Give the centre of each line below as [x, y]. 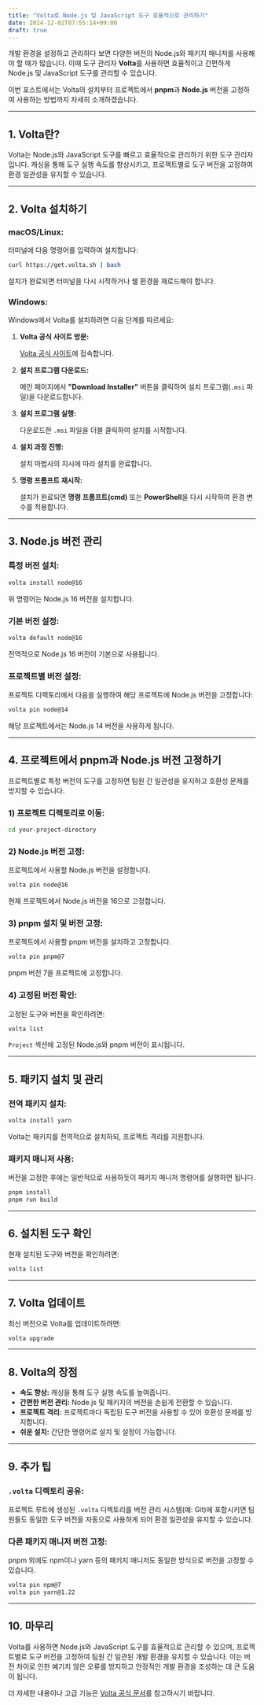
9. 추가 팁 [30, 1466]
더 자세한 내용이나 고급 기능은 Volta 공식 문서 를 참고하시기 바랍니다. [112, 1692]
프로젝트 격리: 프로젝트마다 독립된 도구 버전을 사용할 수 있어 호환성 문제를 [132, 1412]
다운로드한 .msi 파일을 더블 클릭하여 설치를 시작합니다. [103, 431]
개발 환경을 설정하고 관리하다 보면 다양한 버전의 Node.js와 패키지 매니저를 [121, 54]
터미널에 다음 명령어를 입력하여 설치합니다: [73, 250]
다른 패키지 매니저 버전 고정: [58, 1541]
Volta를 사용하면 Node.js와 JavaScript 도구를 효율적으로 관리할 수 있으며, [121, 1647]
